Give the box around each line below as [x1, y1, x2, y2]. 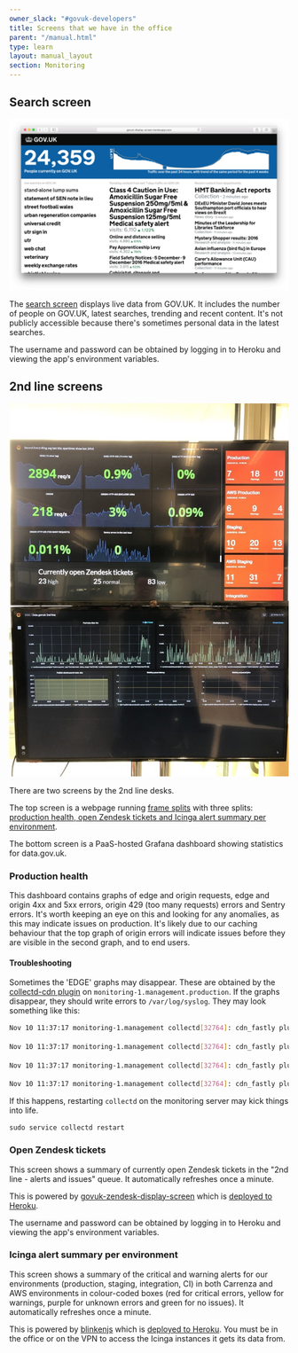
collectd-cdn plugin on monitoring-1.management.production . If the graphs [9, 987, 280, 997]
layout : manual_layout [9, 51, 93, 61]
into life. [9, 1105, 39, 1116]
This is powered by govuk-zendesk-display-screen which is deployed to [9, 1191, 273, 1201]
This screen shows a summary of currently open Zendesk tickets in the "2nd [9, 1164, 289, 1175]
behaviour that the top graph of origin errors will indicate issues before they [9, 927, 286, 938]
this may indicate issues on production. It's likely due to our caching [9, 918, 258, 928]
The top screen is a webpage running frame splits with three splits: [9, 802, 254, 813]
